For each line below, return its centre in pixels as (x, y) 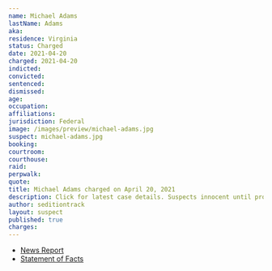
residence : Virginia (43, 39)
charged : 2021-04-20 (43, 62)
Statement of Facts (52, 259)
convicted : (27, 76)
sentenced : (27, 84)
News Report (42, 250)
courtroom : (27, 152)
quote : (19, 182)
